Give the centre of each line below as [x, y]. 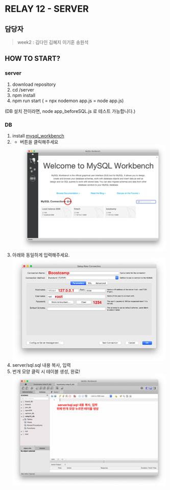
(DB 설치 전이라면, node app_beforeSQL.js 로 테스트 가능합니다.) [70, 111]
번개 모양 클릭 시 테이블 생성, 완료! [46, 371]
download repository [34, 84]
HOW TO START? [33, 59]
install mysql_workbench [38, 135]
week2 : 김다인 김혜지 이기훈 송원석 [53, 42]
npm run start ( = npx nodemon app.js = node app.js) [68, 101]
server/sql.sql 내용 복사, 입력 [41, 365]
